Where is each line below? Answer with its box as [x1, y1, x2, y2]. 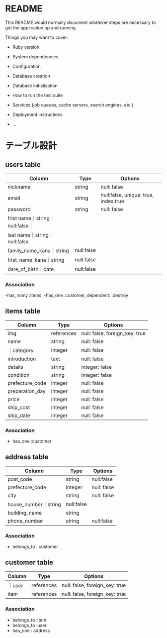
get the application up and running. [5, 24, 77, 30]
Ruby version [12, 44, 40, 50]
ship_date [7, 412, 31, 419]
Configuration [12, 63, 41, 69]
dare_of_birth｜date [7, 266, 54, 273]
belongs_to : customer [12, 543, 58, 550]
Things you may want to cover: [5, 34, 69, 40]
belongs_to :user [12, 622, 47, 628]
